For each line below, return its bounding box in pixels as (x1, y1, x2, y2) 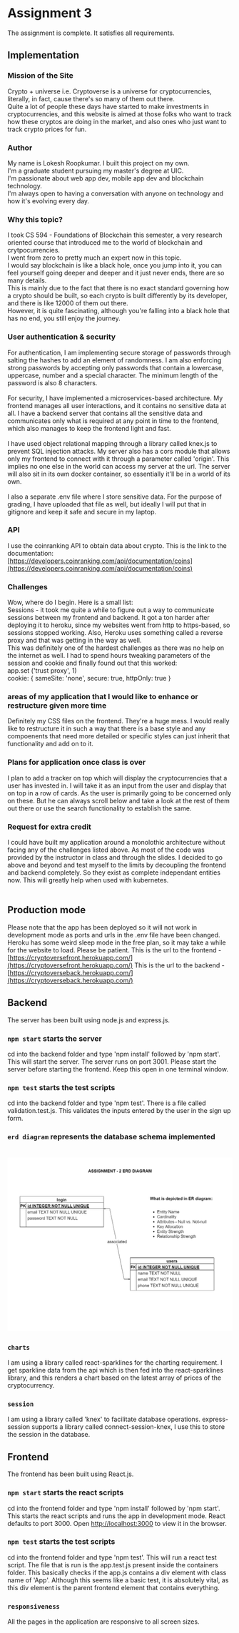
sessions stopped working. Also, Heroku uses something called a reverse (7, 629, 223, 637)
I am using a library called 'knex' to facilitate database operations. (7, 1415, 201, 1424)
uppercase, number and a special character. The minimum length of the (7, 371, 218, 380)
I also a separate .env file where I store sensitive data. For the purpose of (7, 492, 223, 501)
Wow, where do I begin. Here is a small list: (7, 598, 133, 607)
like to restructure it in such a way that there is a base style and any (7, 724, 205, 733)
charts (7, 1343, 31, 1351)
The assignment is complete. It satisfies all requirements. (7, 29, 175, 37)
